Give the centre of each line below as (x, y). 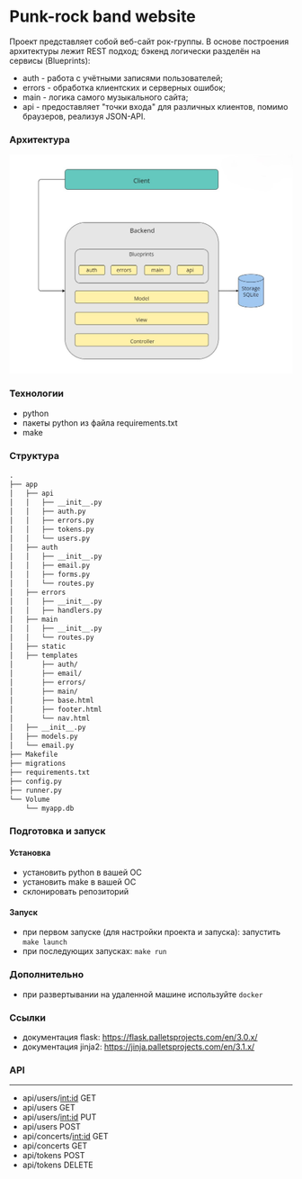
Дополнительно (46, 975)
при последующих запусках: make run (94, 951)
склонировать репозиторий (75, 892)
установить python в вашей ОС (82, 873)
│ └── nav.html (50, 719)
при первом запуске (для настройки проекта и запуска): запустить (151, 932)
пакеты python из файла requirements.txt (100, 423)
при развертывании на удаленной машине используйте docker (142, 994)
